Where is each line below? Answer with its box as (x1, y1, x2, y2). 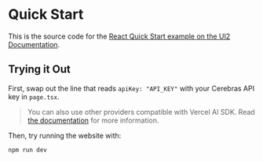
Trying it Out (8, 63, 71, 76)
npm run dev (8, 145, 47, 154)
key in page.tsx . (8, 92, 60, 101)
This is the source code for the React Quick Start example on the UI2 (8, 31, 231, 41)
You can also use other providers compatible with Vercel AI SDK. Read (27, 107, 255, 116)
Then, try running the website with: (8, 131, 122, 140)
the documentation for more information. (27, 116, 159, 125)
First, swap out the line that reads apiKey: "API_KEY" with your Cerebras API (8, 83, 255, 93)
